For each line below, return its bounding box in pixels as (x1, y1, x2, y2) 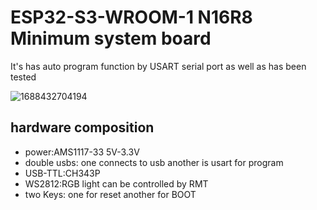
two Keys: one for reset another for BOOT (24, 188, 197, 200)
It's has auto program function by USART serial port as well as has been (10, 60, 307, 72)
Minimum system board (10, 27, 212, 50)
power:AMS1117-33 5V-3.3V (24, 146, 140, 158)
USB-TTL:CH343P (24, 167, 101, 179)
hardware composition (10, 119, 155, 136)
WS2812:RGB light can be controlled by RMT (24, 177, 209, 190)
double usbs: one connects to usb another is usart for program (24, 156, 284, 168)
